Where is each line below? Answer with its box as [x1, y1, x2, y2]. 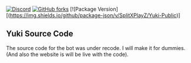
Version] [98, 6, 119, 12]
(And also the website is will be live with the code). [6, 51, 129, 58]
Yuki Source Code [6, 29, 73, 39]
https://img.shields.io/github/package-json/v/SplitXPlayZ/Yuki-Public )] [9, 12, 180, 19]
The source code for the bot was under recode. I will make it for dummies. [6, 44, 186, 51]
